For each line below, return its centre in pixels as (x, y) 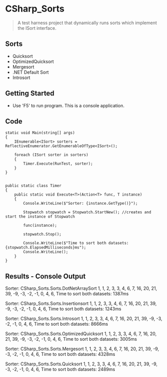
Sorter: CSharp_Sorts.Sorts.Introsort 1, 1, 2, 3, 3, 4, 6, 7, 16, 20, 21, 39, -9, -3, (84, 319)
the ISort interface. (37, 28)
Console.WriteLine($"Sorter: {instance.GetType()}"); (80, 204)
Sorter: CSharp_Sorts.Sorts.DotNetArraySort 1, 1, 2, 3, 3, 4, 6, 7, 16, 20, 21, (81, 288)
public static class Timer (33, 186)
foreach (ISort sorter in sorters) (51, 155)
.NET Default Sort (31, 72)
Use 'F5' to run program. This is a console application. (68, 105)
